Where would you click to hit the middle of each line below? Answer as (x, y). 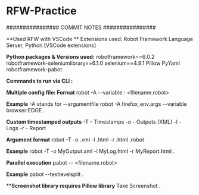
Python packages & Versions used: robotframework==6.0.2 (80, 56)
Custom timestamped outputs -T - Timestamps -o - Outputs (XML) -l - (94, 122)
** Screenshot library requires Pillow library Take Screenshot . (83, 185)
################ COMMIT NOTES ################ (81, 27)
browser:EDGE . (26, 110)
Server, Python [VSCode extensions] (51, 45)
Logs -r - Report (26, 128)
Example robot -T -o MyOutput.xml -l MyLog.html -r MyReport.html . (90, 151)
